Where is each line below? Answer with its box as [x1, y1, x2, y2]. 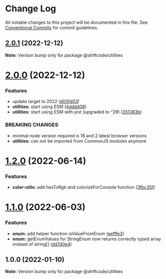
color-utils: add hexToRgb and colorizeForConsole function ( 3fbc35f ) [12, 184, 156, 190]
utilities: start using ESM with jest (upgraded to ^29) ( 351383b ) [12, 109, 142, 115]
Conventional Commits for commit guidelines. [5, 24, 98, 30]
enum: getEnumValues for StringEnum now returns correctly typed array [12, 236, 162, 242]
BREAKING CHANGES [5, 121, 59, 128]
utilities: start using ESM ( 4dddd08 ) [12, 104, 87, 110]
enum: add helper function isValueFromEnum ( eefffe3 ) [12, 230, 124, 236]
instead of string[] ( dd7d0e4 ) [12, 241, 72, 247]
